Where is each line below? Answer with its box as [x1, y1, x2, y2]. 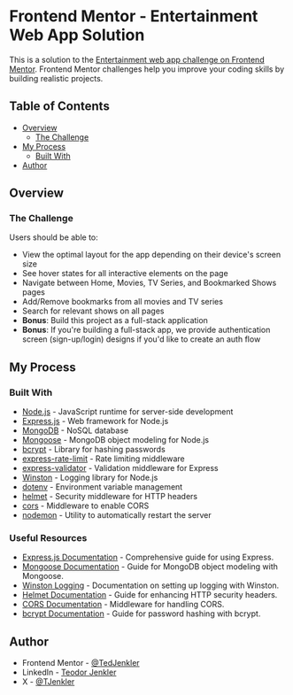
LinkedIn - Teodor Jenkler [21, 667, 117, 678]
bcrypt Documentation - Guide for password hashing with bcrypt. [21, 608, 261, 619]
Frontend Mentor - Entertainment [9, 6, 258, 27]
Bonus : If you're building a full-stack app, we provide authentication [21, 325, 271, 336]
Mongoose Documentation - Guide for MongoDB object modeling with [21, 561, 279, 572]
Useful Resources [9, 532, 88, 544]
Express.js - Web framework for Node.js [21, 416, 169, 427]
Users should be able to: [9, 232, 99, 243]
